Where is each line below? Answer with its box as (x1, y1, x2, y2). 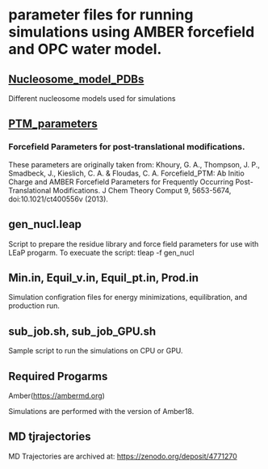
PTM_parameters (8, 117, 98, 131)
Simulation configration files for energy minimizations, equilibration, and (8, 293, 248, 302)
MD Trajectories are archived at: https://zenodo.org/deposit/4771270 (8, 451, 237, 461)
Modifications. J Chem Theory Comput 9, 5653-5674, (52, 185, 232, 195)
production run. (8, 301, 61, 311)
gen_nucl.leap (8, 218, 82, 231)
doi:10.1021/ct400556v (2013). (8, 194, 109, 204)
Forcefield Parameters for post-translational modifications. (8, 142, 245, 153)
